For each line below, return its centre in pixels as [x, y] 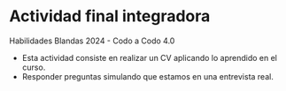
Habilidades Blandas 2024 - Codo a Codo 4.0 [92, 41]
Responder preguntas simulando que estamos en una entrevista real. [148, 76]
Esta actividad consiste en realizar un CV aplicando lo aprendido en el [149, 57]
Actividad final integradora [110, 16]
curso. [34, 67]
